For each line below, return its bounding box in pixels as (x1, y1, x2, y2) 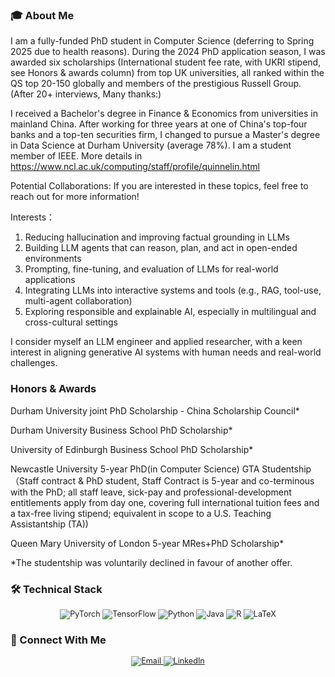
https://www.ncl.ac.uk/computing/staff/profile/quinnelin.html (10, 161, 260, 173)
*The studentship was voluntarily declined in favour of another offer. (10, 556, 293, 568)
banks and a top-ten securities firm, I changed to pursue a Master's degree (10, 129, 321, 141)
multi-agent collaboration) (24, 295, 133, 307)
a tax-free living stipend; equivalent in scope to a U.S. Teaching (10, 507, 272, 519)
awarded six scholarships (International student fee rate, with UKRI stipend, (10, 56, 322, 68)
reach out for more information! (10, 191, 140, 203)
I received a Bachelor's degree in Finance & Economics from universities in (10, 108, 319, 120)
